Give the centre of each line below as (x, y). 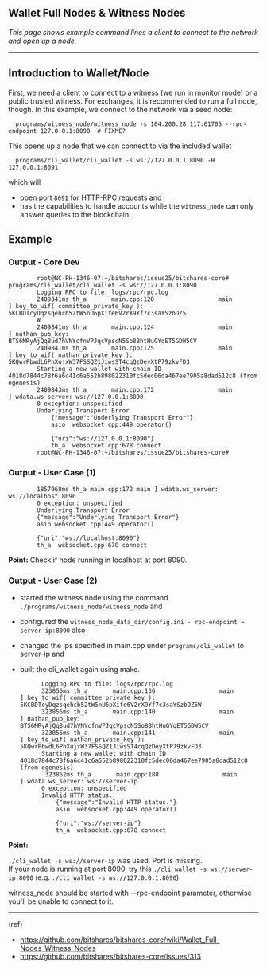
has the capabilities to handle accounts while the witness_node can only (137, 205)
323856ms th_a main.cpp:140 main (137, 712)
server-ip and (42, 654)
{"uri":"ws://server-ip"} (98, 823)
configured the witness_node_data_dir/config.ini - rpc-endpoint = (132, 621)
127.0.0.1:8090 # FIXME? (83, 131)
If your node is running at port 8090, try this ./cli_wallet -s (108, 869)
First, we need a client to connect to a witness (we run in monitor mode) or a (133, 92)
